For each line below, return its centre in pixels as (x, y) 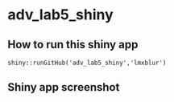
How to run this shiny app (73, 45)
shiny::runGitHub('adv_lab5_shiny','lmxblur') (87, 63)
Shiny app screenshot (64, 87)
